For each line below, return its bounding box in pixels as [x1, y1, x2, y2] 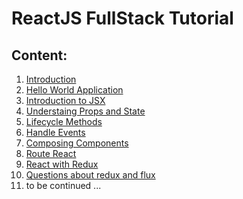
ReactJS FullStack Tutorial [11, 7, 234, 30]
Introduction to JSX [25, 95, 106, 106]
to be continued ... [25, 180, 102, 191]
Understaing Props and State [25, 105, 146, 117]
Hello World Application [25, 84, 124, 96]
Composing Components [25, 137, 129, 149]
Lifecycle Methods [25, 116, 103, 127]
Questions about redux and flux [25, 169, 156, 181]
